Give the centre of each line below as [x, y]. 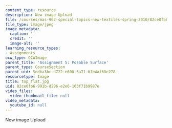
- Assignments [20, 53]
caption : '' [23, 34]
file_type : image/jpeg [29, 24]
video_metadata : [23, 100]
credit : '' [21, 39]
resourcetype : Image [27, 77]
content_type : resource [31, 10]
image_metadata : [23, 29]
